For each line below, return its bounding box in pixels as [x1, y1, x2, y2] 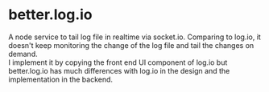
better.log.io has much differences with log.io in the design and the [8, 66, 230, 75]
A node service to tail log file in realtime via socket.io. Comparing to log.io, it [8, 32, 262, 42]
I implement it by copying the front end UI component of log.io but [8, 58, 228, 67]
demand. [8, 49, 38, 58]
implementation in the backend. [8, 74, 114, 84]
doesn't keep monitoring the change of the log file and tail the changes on [8, 40, 255, 50]
